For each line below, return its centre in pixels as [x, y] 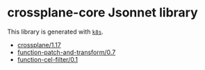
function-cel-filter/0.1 [48, 59]
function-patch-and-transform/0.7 [66, 52]
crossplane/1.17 [39, 45]
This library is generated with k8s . [56, 32]
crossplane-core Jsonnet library [102, 13]
